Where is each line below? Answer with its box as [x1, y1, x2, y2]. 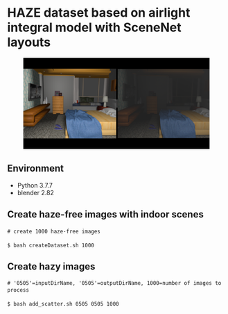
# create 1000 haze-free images [7, 228, 100, 235]
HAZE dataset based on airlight [7, 5, 191, 21]
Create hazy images [7, 261, 96, 272]
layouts [7, 35, 51, 50]
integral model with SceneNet [7, 19, 182, 35]
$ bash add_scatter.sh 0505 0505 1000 [7, 301, 119, 308]
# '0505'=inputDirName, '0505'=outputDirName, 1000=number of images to [7, 280, 222, 287]
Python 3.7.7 [17, 181, 53, 189]
